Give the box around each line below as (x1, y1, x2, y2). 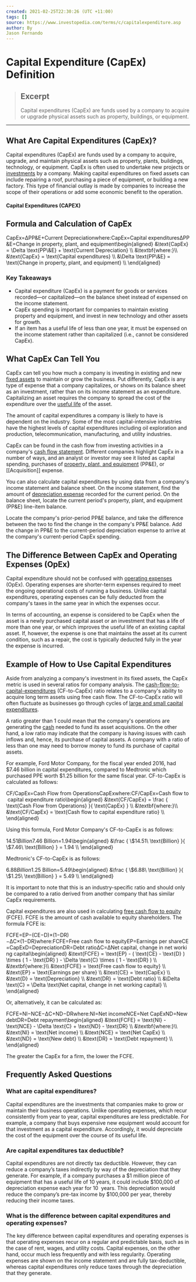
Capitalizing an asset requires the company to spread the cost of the (6, 394, 171, 401)
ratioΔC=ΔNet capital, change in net (86, 944, 173, 951)
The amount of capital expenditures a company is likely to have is (6, 412, 163, 419)
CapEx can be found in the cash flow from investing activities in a (6, 442, 163, 449)
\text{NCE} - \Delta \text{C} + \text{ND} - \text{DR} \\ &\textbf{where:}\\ (6, 1023, 178, 1030)
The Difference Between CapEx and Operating (6, 550, 177, 560)
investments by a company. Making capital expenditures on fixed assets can (6, 169, 190, 176)
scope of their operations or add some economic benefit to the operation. (6, 188, 183, 195)
